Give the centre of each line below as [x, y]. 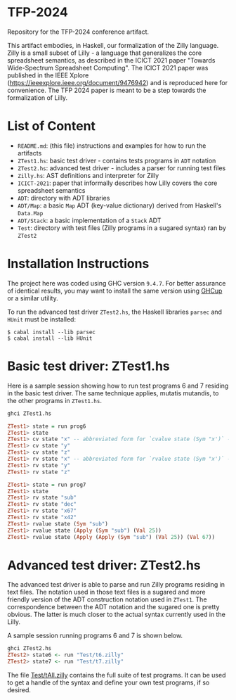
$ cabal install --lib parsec [52, 332]
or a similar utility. [33, 298]
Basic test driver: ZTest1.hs [88, 366]
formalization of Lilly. [38, 97]
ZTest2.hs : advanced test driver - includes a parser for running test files [122, 168]
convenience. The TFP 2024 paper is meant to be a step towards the [107, 90]
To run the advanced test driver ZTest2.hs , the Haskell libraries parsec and [115, 312]
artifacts [29, 153]
